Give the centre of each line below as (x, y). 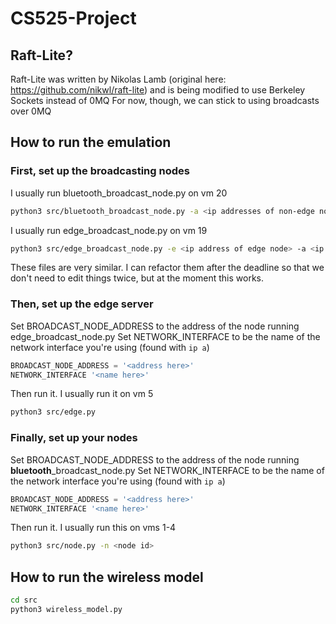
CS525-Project (73, 18)
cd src (24, 600)
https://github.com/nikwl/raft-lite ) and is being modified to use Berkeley (158, 90)
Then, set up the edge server (82, 304)
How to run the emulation (91, 142)
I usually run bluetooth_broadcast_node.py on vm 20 (119, 193)
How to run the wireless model (107, 577)
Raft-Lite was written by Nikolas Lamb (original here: (118, 79)
